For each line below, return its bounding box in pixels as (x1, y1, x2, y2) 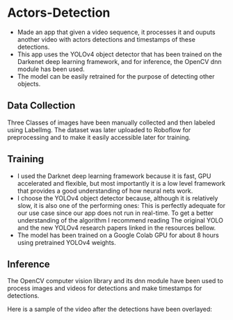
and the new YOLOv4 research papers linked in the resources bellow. (17, 223, 216, 232)
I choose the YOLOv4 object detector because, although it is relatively (17, 193, 218, 202)
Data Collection (7, 99, 76, 112)
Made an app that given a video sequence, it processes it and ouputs (17, 28, 216, 36)
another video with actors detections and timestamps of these (17, 35, 196, 43)
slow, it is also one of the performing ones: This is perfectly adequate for (17, 201, 226, 209)
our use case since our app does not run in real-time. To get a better (17, 209, 214, 217)
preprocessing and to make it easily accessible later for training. (7, 133, 191, 141)
